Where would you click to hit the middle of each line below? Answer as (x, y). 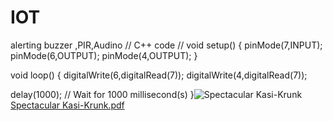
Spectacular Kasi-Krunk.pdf (67, 105)
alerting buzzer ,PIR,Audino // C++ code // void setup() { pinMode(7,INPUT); (166, 45)
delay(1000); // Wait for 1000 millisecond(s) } (102, 94)
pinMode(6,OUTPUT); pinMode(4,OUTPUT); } (104, 55)
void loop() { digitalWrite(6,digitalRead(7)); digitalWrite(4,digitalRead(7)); (159, 75)
